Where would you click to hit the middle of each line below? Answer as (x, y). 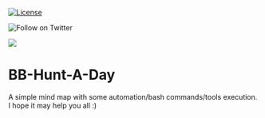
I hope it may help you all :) (53, 105)
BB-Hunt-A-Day (62, 75)
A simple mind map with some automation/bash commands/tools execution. (133, 96)
